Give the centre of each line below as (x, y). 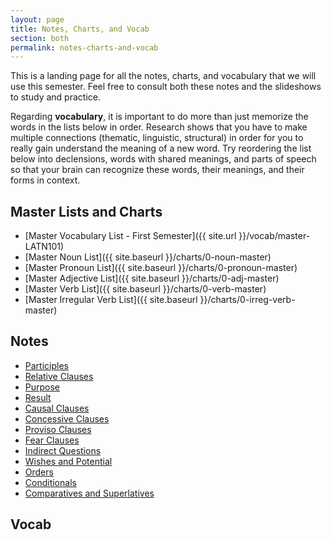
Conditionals (50, 482)
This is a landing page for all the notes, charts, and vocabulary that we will (163, 76)
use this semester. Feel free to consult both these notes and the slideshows (166, 87)
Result (38, 397)
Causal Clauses (57, 408)
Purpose (42, 387)
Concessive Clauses (67, 418)
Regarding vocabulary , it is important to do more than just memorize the (159, 117)
